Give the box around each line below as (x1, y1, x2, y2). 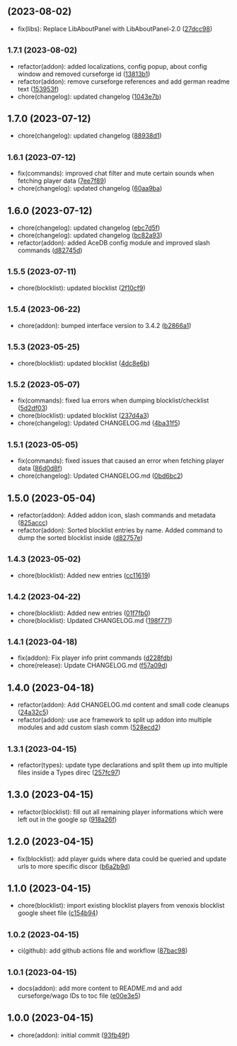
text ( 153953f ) (17, 84, 59, 93)
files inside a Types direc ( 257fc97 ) (17, 768, 121, 777)
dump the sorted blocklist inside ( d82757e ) (17, 533, 143, 541)
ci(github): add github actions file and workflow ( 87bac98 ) (17, 946, 188, 955)
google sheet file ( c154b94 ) (17, 909, 98, 917)
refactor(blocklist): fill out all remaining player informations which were (17, 807, 224, 816)
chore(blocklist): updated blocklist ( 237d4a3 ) (17, 411, 150, 420)
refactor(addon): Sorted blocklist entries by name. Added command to (17, 526, 223, 534)
